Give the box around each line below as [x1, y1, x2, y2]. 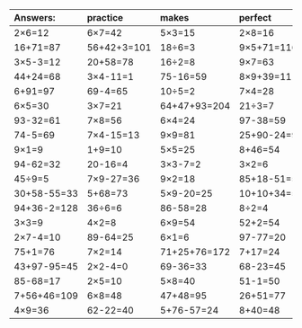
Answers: [13, 12, 56, 23]
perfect [238, 12, 272, 23]
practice [86, 12, 124, 23]
